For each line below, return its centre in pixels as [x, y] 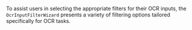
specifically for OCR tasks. [38, 21]
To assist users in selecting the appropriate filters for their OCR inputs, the [96, 9]
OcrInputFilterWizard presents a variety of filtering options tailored [88, 15]
